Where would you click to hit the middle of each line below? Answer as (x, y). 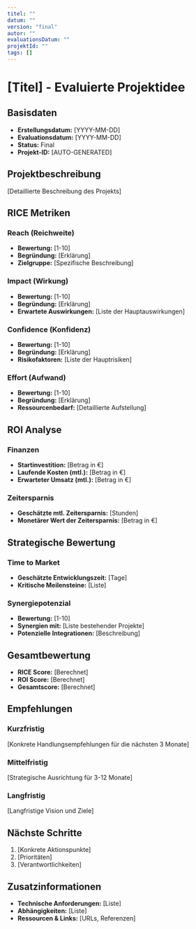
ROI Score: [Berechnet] (51, 680)
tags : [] (20, 53)
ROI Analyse (35, 430)
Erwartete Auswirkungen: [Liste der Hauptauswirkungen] (101, 311)
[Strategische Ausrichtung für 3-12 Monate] (70, 778)
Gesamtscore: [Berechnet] (56, 687)
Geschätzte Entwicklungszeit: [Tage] (72, 577)
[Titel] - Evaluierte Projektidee (96, 87)
